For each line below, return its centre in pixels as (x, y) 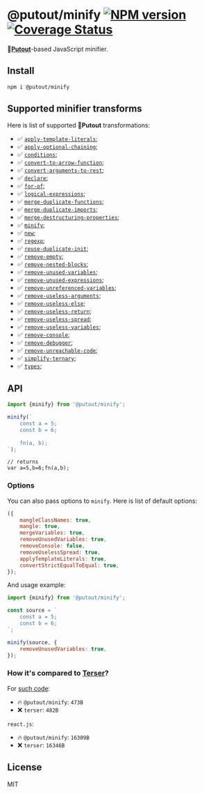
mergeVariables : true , (52, 533)
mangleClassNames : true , (56, 520)
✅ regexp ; (31, 241)
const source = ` (32, 610)
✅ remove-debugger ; (45, 343)
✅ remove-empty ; (40, 256)
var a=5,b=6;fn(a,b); (39, 468)
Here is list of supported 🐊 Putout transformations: (79, 125)
